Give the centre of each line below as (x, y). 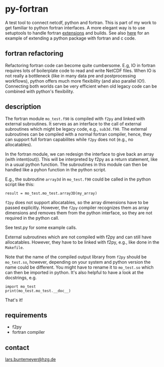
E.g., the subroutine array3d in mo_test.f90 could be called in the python (78, 179)
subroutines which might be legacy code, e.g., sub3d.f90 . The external (76, 129)
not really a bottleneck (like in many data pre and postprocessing (70, 76)
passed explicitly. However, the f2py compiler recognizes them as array (77, 207)
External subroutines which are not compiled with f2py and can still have (78, 237)
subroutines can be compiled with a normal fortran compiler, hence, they (78, 134)
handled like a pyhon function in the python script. (56, 169)
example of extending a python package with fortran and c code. (70, 38)
